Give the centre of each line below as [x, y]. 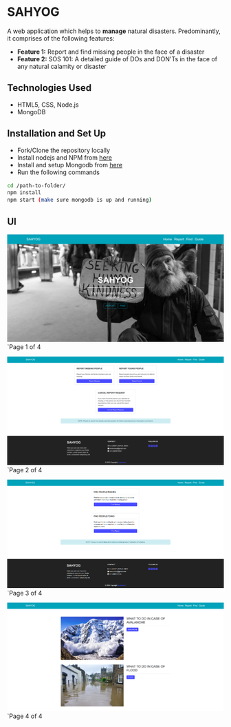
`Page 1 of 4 [24, 347]
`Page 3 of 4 [25, 593]
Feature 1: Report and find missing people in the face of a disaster [111, 52]
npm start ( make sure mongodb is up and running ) [80, 200]
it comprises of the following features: [61, 38]
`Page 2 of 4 [25, 470]
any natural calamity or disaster [62, 66]
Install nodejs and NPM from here [64, 157]
